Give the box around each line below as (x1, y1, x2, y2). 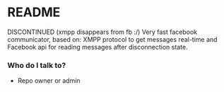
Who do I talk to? (7, 60, 66, 70)
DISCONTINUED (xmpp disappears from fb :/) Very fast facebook (7, 28, 198, 36)
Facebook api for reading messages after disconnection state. (7, 42, 189, 51)
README (7, 4, 61, 21)
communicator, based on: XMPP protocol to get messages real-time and (7, 35, 218, 43)
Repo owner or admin (17, 76, 81, 85)
